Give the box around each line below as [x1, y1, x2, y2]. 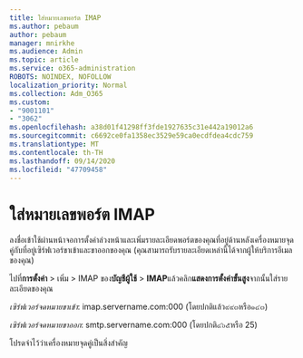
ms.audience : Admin [9, 47, 83, 56]
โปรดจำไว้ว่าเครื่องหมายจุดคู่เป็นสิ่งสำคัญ [9, 337, 129, 349]
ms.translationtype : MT [9, 140, 100, 149]
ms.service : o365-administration [9, 64, 136, 73]
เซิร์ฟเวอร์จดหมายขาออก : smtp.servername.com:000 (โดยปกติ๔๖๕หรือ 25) [9, 319, 259, 331]
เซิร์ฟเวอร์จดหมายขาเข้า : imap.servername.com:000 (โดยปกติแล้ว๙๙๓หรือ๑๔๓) [9, 301, 269, 313]
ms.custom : [9, 97, 51, 107]
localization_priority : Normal [9, 81, 128, 90]
